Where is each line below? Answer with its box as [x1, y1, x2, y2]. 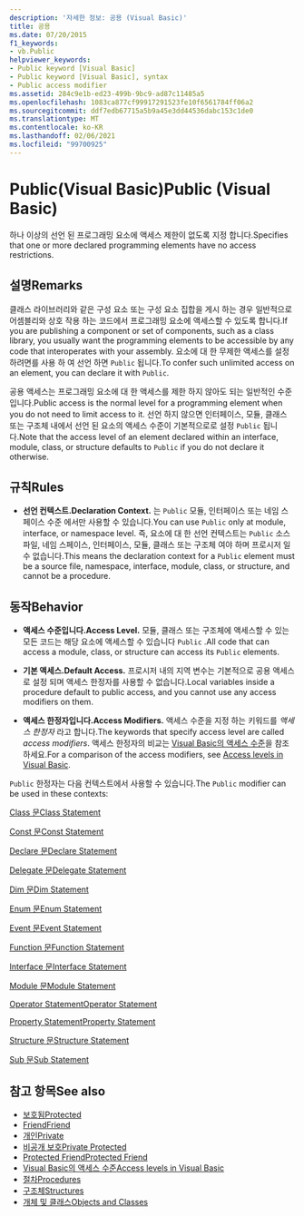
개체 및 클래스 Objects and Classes [22, 1196, 149, 1207]
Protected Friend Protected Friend [22, 1152, 148, 1162]
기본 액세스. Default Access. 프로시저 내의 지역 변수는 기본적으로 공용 [22, 665, 271, 676]
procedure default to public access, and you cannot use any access [22, 687, 277, 698]
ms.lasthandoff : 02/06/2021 [9, 132, 116, 141]
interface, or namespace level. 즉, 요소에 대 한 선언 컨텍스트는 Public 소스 [22, 528, 290, 539]
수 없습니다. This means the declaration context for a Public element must [22, 551, 295, 562]
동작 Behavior [9, 599, 83, 614]
